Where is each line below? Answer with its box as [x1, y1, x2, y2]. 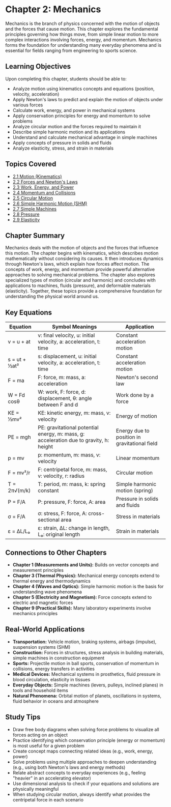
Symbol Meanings [51, 323, 97, 330]
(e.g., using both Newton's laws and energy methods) [12, 764, 126, 770]
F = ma [8, 377, 24, 384]
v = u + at [8, 338, 31, 345]
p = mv [8, 454, 24, 462]
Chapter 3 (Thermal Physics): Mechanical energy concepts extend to [12, 572, 160, 579]
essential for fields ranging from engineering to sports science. [5, 47, 137, 53]
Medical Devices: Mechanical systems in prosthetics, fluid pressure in [12, 671, 161, 677]
